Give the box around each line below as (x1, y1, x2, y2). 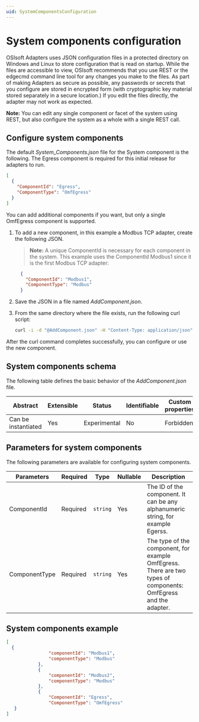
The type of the (147, 536, 190, 545)
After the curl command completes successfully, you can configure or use (6, 338, 187, 345)
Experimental (84, 419, 120, 427)
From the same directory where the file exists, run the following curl (14, 310, 180, 317)
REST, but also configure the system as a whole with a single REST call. (6, 116, 181, 123)
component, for (147, 544, 190, 552)
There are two (147, 566, 186, 574)
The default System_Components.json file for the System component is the (6, 149, 189, 156)
